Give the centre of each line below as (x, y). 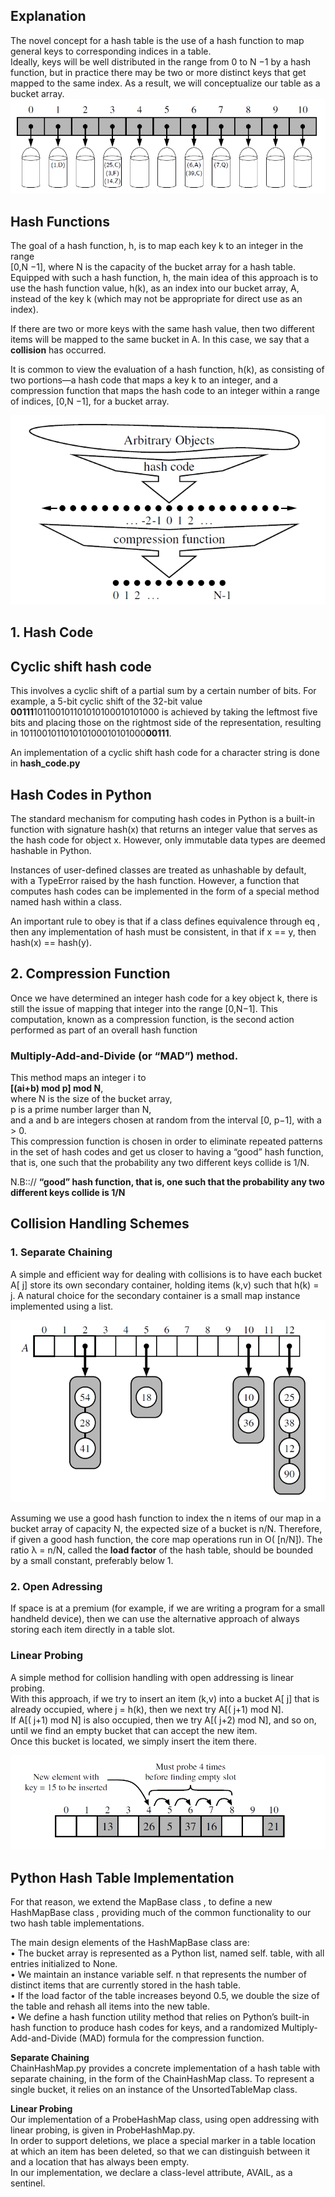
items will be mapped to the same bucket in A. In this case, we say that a (160, 339)
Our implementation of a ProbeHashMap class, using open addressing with (165, 2120)
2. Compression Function (90, 974)
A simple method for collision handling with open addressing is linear (152, 1677)
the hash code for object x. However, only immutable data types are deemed (168, 840)
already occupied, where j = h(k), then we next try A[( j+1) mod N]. (147, 1709)
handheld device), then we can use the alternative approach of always (155, 1619)
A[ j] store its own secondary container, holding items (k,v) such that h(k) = (165, 1285)
